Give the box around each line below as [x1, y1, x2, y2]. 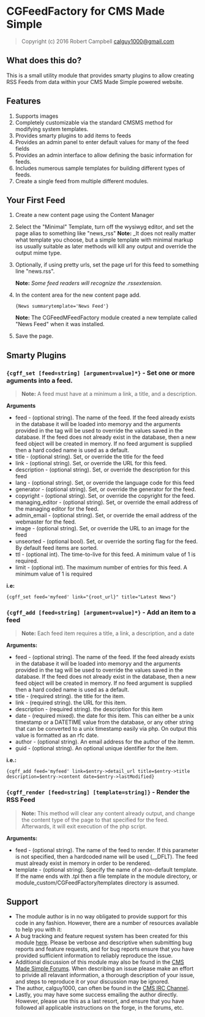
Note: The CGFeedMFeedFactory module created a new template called [15, 314, 198, 321]
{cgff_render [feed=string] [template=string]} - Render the [6, 788, 190, 796]
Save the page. [15, 332, 54, 340]
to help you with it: [15, 926, 62, 933]
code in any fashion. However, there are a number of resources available [15, 920, 199, 927]
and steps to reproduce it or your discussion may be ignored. [15, 978, 170, 985]
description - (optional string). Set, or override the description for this [15, 466, 190, 473]
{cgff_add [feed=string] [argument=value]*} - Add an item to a [6, 608, 196, 617]
